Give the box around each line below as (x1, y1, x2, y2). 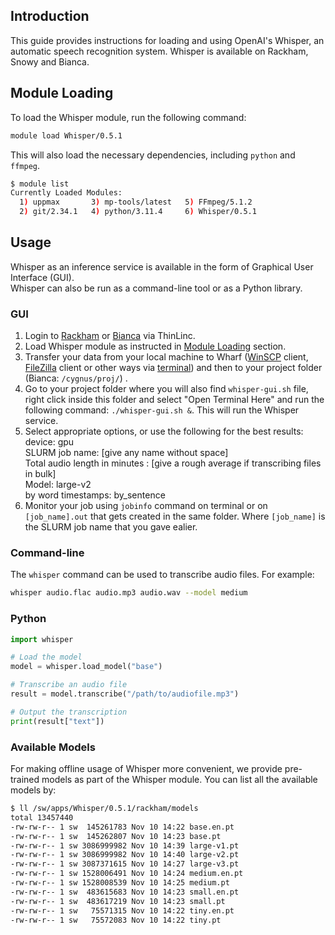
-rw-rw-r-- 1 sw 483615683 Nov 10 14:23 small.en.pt (10, 887, 240, 897)
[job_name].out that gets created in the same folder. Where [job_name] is (24, 510, 326, 523)
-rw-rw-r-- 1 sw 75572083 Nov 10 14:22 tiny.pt (10, 915, 222, 925)
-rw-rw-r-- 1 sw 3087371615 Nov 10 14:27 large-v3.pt (10, 859, 240, 869)
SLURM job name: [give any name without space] (24, 447, 229, 459)
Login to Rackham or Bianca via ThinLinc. (24, 330, 196, 342)
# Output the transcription (10, 707, 128, 717)
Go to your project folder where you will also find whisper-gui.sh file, (24, 383, 309, 395)
